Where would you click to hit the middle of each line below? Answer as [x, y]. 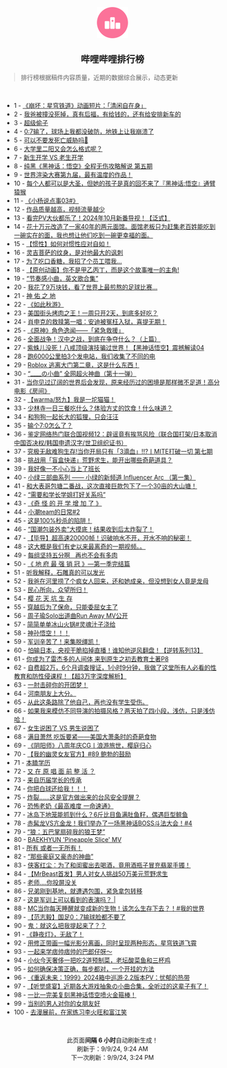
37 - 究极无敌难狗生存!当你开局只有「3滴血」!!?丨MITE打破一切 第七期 [113, 451]
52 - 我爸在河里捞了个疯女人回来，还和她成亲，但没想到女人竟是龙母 [111, 581]
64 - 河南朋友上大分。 [45, 693]
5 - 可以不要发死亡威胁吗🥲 [51, 140]
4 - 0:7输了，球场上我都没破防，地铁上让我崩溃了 [83, 131]
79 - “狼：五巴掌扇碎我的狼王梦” [59, 831]
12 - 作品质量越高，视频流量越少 [59, 209]
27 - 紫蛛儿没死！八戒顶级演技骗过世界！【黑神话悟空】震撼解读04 [109, 347]
